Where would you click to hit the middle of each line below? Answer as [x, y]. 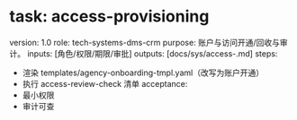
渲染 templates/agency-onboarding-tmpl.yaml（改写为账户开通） [143, 73]
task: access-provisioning [109, 17]
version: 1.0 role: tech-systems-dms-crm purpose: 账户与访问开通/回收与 [145, 42]
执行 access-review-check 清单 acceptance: [105, 83]
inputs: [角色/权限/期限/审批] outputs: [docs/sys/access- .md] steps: [152, 53]
